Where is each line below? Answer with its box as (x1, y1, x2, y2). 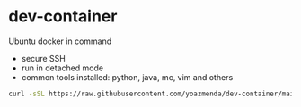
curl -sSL (8, 89, 46, 98)
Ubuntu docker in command (8, 36, 112, 46)
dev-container (8, 6, 118, 27)
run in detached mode (21, 62, 104, 73)
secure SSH (21, 53, 66, 63)
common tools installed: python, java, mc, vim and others (21, 71, 234, 82)
